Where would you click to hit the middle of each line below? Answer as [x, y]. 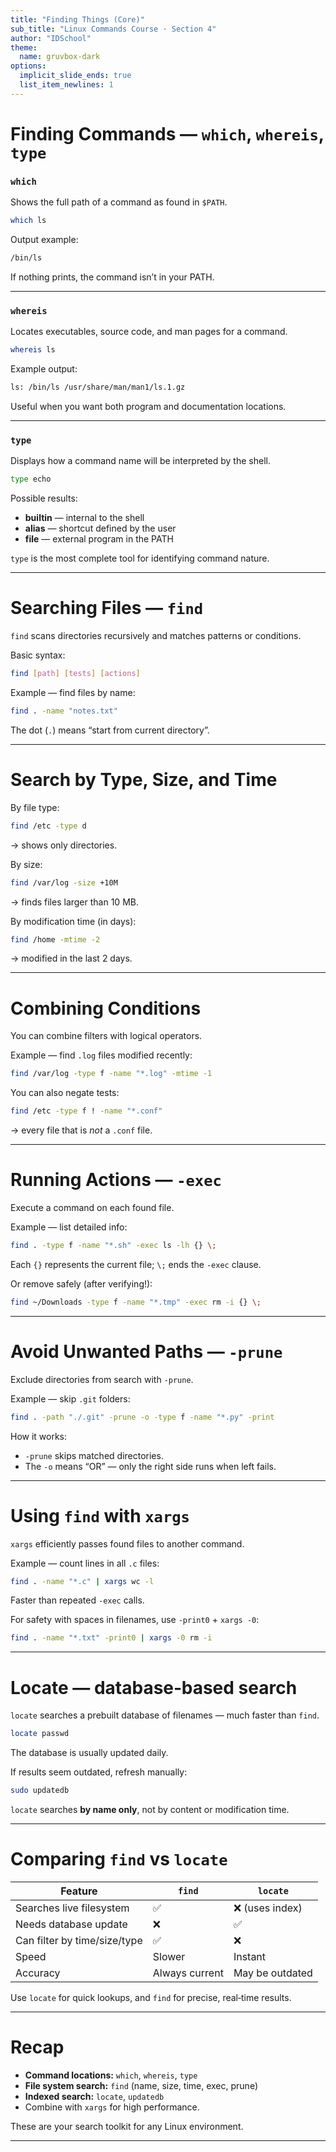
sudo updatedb [40, 1791]
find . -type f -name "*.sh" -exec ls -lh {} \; [113, 1246]
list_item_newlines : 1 [66, 85]
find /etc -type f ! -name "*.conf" [86, 1111]
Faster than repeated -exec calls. [77, 1600]
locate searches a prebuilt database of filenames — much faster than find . [165, 1715]
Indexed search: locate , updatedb [94, 2096]
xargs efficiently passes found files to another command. [127, 1543]
